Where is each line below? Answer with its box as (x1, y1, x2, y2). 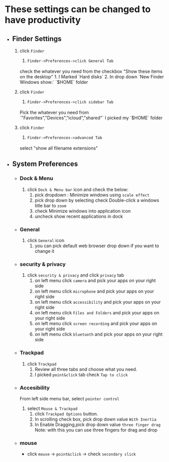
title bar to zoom (34, 202, 67, 208)
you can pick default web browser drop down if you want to (34, 243, 159, 249)
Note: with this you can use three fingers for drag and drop (34, 427, 158, 433)
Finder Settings (12, 34, 62, 43)
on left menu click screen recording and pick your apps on (34, 320, 157, 327)
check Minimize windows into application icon (34, 208, 131, 214)
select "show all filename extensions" (19, 145, 98, 151)
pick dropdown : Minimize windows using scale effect (34, 192, 150, 198)
